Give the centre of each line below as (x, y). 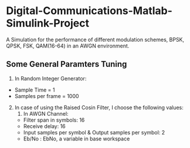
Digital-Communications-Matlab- (89, 11)
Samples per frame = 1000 (47, 96)
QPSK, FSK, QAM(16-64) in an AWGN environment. (68, 46)
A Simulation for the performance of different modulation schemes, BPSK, (95, 39)
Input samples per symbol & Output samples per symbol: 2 (94, 132)
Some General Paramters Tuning (67, 64)
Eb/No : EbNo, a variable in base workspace (77, 139)
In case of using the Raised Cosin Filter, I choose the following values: (99, 107)
